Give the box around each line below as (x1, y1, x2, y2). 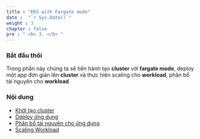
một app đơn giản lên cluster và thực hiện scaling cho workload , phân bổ (6, 71, 190, 79)
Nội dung (6, 93, 34, 102)
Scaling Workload (15, 126, 59, 133)
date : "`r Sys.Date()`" (6, 15, 71, 21)
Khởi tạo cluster (15, 106, 54, 114)
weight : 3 (6, 20, 34, 26)
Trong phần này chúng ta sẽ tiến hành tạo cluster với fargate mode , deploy (6, 65, 195, 73)
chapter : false (6, 25, 47, 32)
